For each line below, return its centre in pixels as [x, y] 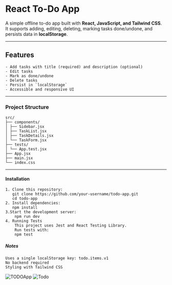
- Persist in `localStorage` [36, 85]
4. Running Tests [24, 221]
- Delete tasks [21, 80]
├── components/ [23, 122]
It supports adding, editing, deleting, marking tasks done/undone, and [79, 28]
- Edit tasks [19, 71]
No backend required [27, 263]
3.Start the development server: [41, 212]
